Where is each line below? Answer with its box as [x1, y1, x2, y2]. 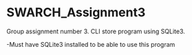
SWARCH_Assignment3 [6, 5, 146, 20]
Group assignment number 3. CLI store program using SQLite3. [6, 27, 185, 35]
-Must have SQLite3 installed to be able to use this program [6, 40, 175, 48]
